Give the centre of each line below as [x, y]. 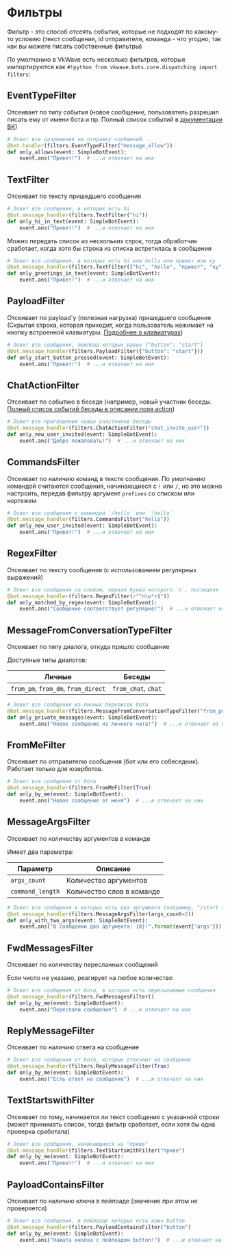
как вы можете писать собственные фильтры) [75, 46]
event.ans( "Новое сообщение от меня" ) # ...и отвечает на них [112, 801]
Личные [58, 677]
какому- [206, 32]
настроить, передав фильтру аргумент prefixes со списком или [101, 493]
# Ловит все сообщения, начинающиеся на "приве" [78, 1144]
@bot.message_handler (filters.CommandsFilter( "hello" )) [88, 519]
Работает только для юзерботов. [55, 769]
